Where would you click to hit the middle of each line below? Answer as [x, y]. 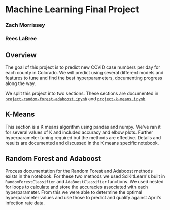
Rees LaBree [21, 39]
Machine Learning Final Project [72, 9]
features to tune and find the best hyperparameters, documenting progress [84, 78]
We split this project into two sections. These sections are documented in [82, 93]
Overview [21, 55]
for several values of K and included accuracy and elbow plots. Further [79, 132]
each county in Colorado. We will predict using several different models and [84, 72]
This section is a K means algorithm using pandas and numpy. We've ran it [83, 127]
